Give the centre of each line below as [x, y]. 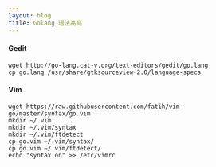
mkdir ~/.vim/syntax [43, 127]
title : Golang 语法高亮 [45, 23]
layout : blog [30, 16]
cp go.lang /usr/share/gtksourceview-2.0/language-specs [105, 72]
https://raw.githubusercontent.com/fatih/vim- [104, 107]
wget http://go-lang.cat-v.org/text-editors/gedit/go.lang [108, 65]
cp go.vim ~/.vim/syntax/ [51, 141]
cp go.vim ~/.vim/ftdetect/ [55, 148]
